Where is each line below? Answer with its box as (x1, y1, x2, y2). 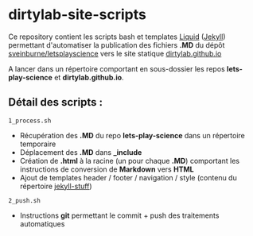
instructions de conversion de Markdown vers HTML (19, 164, 194, 174)
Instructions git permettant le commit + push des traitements (19, 211, 220, 220)
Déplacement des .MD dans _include (19, 147, 142, 157)
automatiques (19, 219, 65, 228)
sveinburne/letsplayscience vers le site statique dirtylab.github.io (8, 48, 222, 58)
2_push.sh (8, 196, 41, 204)
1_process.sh (8, 117, 52, 125)
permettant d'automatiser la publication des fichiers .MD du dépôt (8, 40, 225, 49)
